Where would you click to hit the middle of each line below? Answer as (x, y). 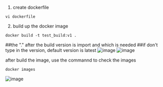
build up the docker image (40, 26)
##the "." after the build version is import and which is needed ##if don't (81, 45)
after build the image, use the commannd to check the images (71, 60)
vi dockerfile (21, 17)
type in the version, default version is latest (51, 50)
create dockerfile (31, 7)
